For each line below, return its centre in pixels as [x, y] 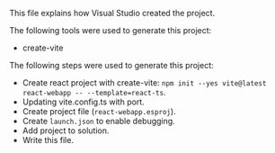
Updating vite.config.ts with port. [84, 102]
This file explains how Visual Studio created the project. [112, 13]
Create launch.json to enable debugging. [98, 121]
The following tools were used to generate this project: [111, 30]
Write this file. [48, 140]
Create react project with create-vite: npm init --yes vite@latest [144, 83]
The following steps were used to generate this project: [111, 65]
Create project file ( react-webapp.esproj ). [99, 111]
